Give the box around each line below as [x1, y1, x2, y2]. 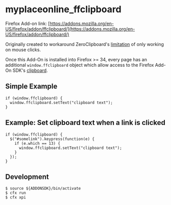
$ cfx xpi [5, 195, 27, 200]
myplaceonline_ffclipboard [5, 4, 121, 15]
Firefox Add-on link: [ [5, 20, 50, 27]
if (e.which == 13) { [14, 141, 60, 146]
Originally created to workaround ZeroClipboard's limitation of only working [5, 41, 164, 47]
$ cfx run [5, 190, 27, 196]
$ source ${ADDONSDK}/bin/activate [5, 186, 81, 191]
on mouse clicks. [5, 46, 41, 53]
